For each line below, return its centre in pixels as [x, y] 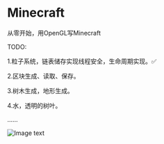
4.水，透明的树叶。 [34, 105]
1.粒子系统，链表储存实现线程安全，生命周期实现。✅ [82, 61]
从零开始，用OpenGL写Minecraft [54, 33]
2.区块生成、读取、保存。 [43, 76]
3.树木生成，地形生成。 [41, 90]
